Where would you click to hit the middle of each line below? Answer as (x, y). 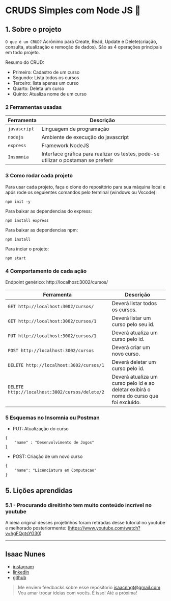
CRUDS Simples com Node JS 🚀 (73, 10)
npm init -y (18, 201)
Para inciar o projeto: (27, 249)
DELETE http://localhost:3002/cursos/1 (56, 365)
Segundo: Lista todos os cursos (46, 78)
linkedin (21, 572)
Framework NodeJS (65, 146)
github (19, 577)
